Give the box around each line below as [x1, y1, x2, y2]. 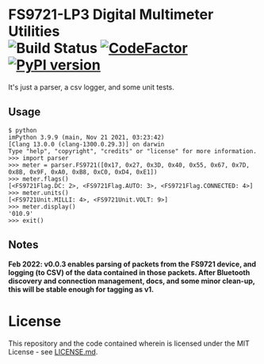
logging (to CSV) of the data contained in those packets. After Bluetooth [8, 267, 251, 277]
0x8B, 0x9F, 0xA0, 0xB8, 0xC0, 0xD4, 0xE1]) [8, 168, 158, 176]
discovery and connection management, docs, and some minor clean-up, [8, 276, 255, 285]
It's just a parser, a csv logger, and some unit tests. [8, 82, 174, 92]
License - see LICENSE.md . [8, 347, 98, 356]
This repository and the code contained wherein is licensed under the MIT [8, 339, 250, 348]
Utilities [8, 22, 60, 40]
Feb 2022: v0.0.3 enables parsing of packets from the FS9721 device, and [8, 259, 256, 269]
